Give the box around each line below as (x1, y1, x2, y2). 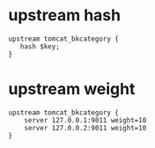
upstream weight (8, 79, 136, 100)
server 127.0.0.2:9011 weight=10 (24, 123, 147, 132)
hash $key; (19, 41, 61, 51)
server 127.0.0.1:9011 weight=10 (24, 115, 147, 124)
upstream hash (8, 5, 121, 26)
